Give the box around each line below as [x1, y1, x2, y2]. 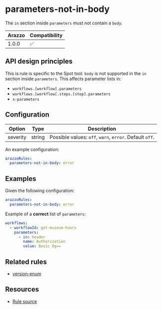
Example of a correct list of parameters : [5, 211, 86, 217]
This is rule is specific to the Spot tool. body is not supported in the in [5, 70, 147, 76]
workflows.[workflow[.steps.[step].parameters [12, 91, 111, 97]
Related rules [5, 258, 47, 266]
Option [8, 125, 26, 132]
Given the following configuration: [5, 188, 75, 194]
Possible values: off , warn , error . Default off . [49, 134, 155, 141]
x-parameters [12, 97, 40, 102]
